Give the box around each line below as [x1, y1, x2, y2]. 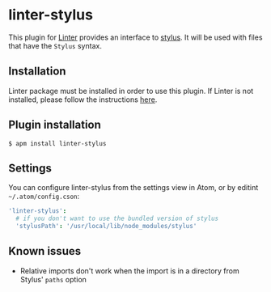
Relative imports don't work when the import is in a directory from [19, 265, 240, 276]
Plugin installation [8, 118, 101, 132]
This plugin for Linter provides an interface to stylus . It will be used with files [8, 32, 263, 42]
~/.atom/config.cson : [8, 192, 80, 201]
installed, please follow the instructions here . [8, 95, 158, 104]
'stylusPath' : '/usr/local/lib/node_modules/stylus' [15, 222, 197, 231]
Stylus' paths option [19, 274, 87, 284]
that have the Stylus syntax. [8, 40, 103, 50]
